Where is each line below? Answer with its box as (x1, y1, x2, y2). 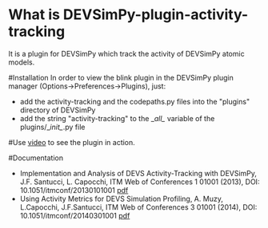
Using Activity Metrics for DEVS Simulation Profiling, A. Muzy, (19, 194, 224, 203)
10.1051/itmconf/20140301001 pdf (19, 210, 130, 220)
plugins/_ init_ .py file (19, 122, 86, 132)
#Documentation (8, 153, 64, 163)
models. (8, 57, 35, 67)
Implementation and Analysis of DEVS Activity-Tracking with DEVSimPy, (19, 168, 258, 178)
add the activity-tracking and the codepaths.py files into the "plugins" (19, 96, 250, 106)
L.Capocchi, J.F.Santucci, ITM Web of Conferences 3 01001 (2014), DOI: (19, 202, 258, 212)
